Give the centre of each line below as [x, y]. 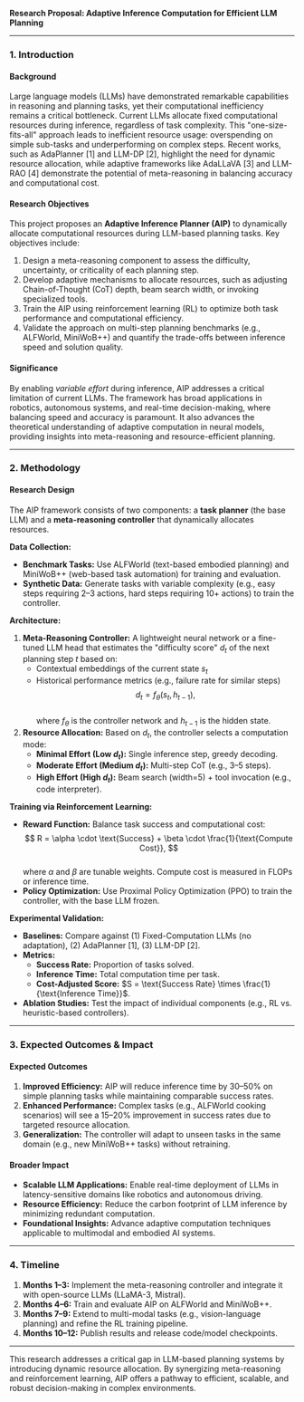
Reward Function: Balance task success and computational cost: [144, 824]
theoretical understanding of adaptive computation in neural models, [137, 427]
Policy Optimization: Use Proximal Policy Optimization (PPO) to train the [157, 891]
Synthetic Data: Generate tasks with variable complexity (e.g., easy [149, 583]
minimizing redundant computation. [89, 1214]
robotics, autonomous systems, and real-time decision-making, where [140, 408]
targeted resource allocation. [76, 1125]
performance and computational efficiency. [103, 318]
